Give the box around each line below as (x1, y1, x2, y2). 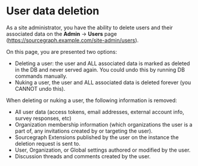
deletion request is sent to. (14, 140, 81, 147)
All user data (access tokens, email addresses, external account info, (14, 108, 184, 115)
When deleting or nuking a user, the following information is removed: (6, 97, 177, 104)
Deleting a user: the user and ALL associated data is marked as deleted (14, 60, 190, 67)
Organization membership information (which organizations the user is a (14, 121, 193, 128)
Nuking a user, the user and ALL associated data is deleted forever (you (14, 79, 191, 86)
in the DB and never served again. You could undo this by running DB (14, 66, 185, 73)
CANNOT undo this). (14, 85, 66, 92)
